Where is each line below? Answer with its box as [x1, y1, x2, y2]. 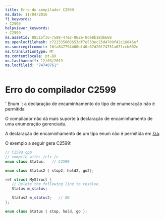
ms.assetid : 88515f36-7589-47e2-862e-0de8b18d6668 [5, 35, 112, 40]
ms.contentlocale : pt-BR [5, 53, 56, 59]
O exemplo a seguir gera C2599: [5, 140, 72, 146]
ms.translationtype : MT [5, 49, 55, 54]
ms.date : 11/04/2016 [5, 12, 48, 17]
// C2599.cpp [5, 150, 32, 155]
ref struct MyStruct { [5, 177, 52, 182]
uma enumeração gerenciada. [5, 121, 66, 127]
